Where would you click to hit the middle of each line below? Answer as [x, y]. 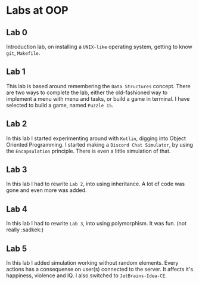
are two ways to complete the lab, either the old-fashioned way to [87, 92]
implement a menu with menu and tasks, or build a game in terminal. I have [98, 98]
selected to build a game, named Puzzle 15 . [60, 105]
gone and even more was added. [47, 190]
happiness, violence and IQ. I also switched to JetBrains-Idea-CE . [86, 275]
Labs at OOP [37, 10]
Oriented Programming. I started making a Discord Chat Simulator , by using [100, 144]
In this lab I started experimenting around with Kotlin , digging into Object [96, 138]
